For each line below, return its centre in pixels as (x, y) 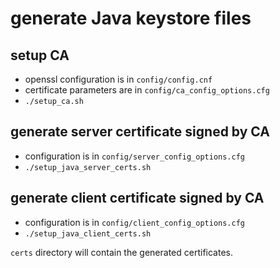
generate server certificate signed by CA (140, 132)
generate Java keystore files (131, 18)
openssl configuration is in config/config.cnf (118, 79)
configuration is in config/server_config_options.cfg (135, 156)
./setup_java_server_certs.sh (88, 167)
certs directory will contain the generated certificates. (121, 252)
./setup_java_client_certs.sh (88, 233)
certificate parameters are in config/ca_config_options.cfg (147, 90)
